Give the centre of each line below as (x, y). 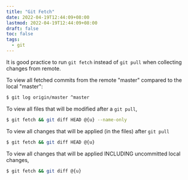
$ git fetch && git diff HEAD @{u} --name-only (67, 120)
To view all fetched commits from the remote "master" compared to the (94, 80)
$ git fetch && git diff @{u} (44, 171)
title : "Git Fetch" (31, 12)
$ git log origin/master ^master (48, 97)
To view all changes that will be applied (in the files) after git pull (88, 131)
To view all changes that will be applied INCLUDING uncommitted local (93, 154)
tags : (13, 39)
